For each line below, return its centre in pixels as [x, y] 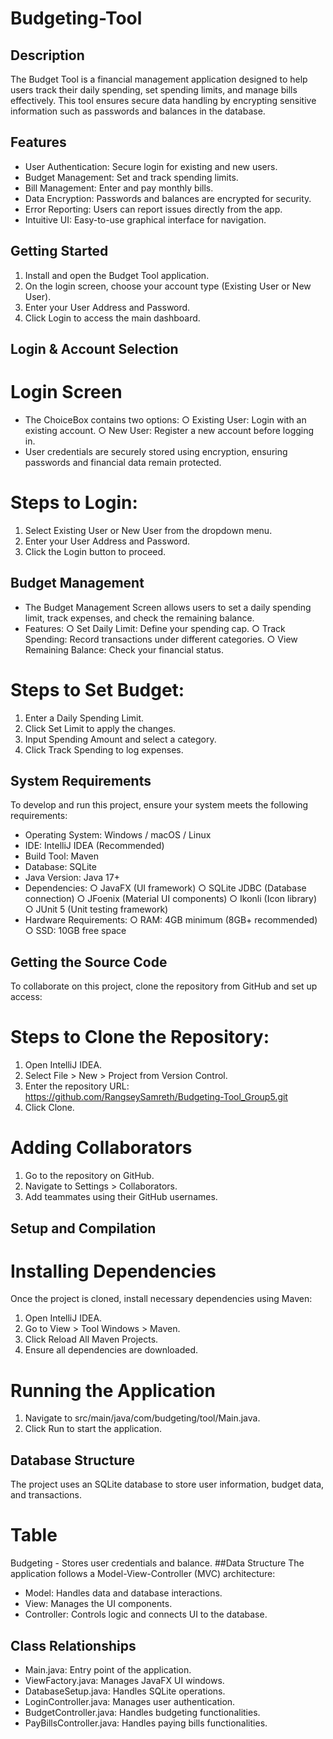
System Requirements [81, 781]
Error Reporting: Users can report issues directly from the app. [153, 209]
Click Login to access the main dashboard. [112, 318]
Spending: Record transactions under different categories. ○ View [161, 639]
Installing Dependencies [113, 1271]
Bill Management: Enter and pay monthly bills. [119, 188]
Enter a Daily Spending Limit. [84, 718]
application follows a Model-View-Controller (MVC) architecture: [143, 1574]
